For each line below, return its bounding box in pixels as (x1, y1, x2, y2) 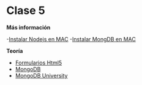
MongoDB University (15, 72, 68, 79)
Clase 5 (6, 4, 45, 18)
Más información (6, 24, 51, 31)
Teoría (6, 47, 23, 55)
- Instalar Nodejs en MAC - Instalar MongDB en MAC (6, 35, 136, 42)
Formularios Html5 (15, 59, 62, 66)
